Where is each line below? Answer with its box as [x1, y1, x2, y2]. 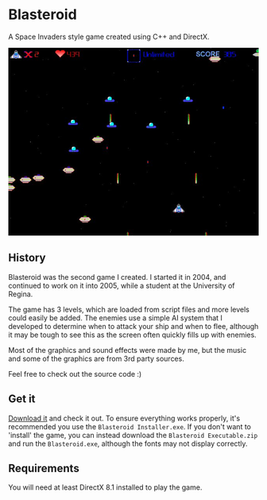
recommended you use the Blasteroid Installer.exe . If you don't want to [8, 421, 252, 431]
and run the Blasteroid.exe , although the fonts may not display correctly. [8, 439, 248, 448]
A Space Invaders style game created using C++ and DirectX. [8, 32, 210, 41]
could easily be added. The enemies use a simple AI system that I [8, 312, 222, 323]
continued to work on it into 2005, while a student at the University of [8, 281, 236, 290]
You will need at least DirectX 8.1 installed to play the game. [8, 483, 203, 492]
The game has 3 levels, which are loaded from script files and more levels [8, 304, 250, 314]
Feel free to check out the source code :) [8, 369, 142, 378]
